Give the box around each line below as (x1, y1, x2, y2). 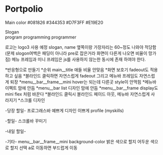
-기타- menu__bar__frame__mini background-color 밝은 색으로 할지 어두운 (5, 138, 149, 144)
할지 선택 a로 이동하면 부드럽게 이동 (10, 145, 78, 151)
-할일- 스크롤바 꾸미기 (5, 118, 47, 124)
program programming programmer (5, 34, 77, 40)
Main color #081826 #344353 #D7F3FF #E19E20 (5, 19, 104, 25)
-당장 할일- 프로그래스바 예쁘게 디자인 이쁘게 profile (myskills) (5, 107, 124, 113)
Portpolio (5, 3, 43, 15)
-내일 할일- (5, 128, 26, 134)
